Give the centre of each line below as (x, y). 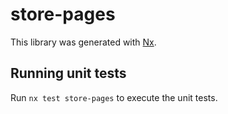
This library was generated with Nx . (83, 42)
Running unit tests (68, 73)
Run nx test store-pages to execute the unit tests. (114, 97)
